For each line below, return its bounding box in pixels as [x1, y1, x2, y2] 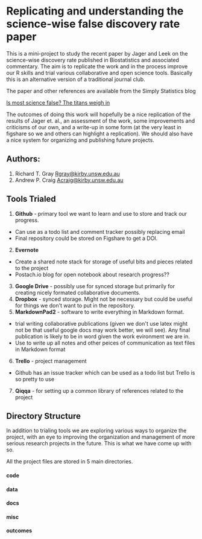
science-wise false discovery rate [6, 17, 180, 31]
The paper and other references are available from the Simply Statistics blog [6, 87, 196, 94]
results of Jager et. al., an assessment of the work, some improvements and [6, 117, 195, 124]
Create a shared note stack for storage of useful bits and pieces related [14, 258, 193, 265]
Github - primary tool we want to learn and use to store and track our [14, 210, 188, 217]
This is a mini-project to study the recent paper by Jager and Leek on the [6, 50, 188, 57]
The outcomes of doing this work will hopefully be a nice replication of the [6, 111, 191, 118]
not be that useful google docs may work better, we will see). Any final [14, 326, 191, 334]
